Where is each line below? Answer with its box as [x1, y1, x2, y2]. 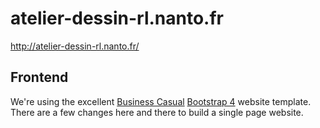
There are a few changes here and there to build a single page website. [10, 106, 304, 118]
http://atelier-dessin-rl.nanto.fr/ [10, 40, 140, 52]
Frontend [10, 69, 69, 86]
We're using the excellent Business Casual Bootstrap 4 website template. [10, 95, 312, 107]
